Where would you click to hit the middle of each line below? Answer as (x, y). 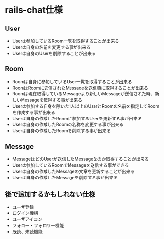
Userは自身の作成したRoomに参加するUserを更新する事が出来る (77, 118)
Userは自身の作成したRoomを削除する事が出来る (61, 130)
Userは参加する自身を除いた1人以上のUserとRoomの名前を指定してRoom (86, 106)
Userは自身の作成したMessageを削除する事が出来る (65, 177)
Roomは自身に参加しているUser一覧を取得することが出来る (72, 81)
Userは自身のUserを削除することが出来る (54, 53)
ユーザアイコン (27, 219)
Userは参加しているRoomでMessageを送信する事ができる (70, 165)
